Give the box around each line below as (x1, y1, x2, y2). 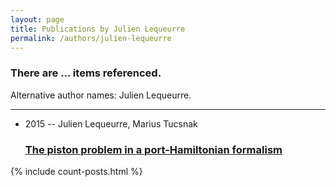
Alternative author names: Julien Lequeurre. (10, 89, 192, 101)
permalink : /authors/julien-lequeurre (10, 33, 172, 43)
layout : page (10, 14, 65, 25)
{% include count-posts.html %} (10, 165, 143, 177)
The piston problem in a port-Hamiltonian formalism (24, 142, 283, 156)
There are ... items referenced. (10, 66, 162, 80)
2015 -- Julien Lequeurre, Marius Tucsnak (24, 117, 198, 130)
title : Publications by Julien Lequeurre (10, 24, 186, 34)
